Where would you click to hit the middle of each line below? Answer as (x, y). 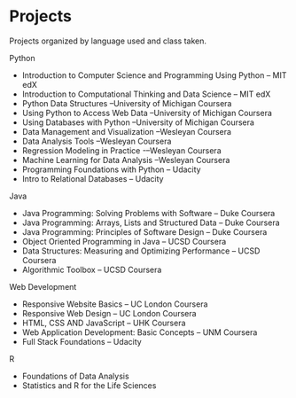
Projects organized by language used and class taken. (108, 41)
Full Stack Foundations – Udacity (82, 341)
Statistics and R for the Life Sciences (89, 385)
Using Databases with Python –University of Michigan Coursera (138, 122)
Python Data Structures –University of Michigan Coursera (127, 103)
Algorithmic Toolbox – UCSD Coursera (92, 269)
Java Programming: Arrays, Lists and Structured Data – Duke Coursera (151, 222)
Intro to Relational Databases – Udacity (93, 178)
